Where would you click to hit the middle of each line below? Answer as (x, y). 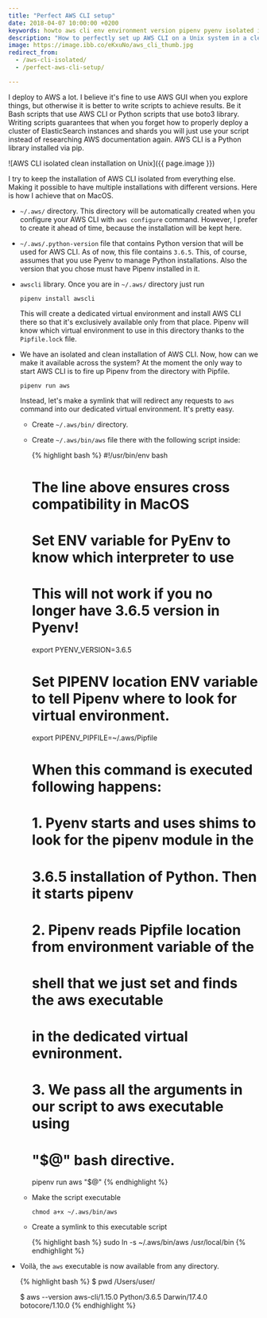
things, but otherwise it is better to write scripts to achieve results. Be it (125, 105)
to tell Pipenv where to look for (134, 699)
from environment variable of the (143, 947)
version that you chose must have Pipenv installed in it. (110, 268)
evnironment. (77, 1053)
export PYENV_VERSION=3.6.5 (81, 650)
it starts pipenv (83, 893)
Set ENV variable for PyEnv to (131, 541)
